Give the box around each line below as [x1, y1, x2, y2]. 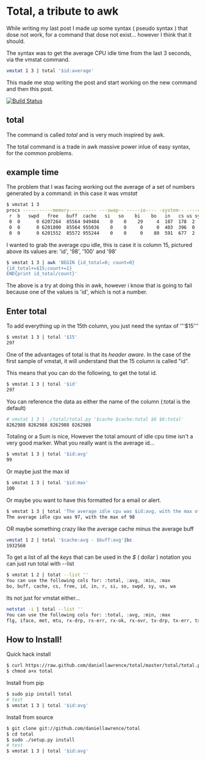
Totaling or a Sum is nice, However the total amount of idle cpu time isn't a [6, 433, 193, 440]
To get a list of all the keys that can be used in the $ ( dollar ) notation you [6, 553, 192, 561]
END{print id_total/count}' [6, 271, 78, 277]
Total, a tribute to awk [6, 4, 119, 18]
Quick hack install [6, 651, 51, 658]
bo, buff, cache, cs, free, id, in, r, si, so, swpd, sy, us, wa [6, 583, 176, 589]
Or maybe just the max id [6, 468, 70, 475]
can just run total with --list [6, 560, 74, 567]
